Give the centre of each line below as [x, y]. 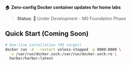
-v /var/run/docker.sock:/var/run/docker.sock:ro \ [63, 54]
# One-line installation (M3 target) [44, 45]
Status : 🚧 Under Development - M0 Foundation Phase [71, 18]
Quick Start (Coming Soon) [47, 34]
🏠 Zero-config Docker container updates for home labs [63, 7]
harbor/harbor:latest [32, 58]
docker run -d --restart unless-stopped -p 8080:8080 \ [63, 49]
